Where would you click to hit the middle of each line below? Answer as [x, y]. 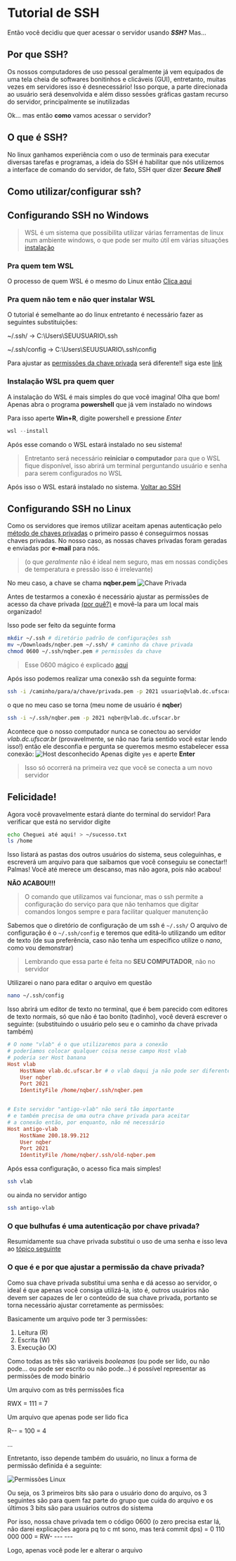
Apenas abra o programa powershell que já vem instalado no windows [110, 404]
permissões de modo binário [49, 1376]
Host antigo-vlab [33, 1129]
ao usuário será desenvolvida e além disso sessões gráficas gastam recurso [118, 94]
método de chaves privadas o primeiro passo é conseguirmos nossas [108, 533]
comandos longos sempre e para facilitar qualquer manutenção [116, 912]
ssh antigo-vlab [31, 1208]
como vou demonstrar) [40, 948]
